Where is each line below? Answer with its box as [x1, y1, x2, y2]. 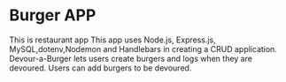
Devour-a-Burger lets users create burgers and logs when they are [9, 53, 252, 63]
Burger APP [9, 5, 97, 26]
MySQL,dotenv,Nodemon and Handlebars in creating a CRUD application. [9, 43, 277, 54]
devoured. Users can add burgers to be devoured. [9, 63, 192, 73]
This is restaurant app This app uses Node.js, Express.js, [9, 34, 217, 45]
